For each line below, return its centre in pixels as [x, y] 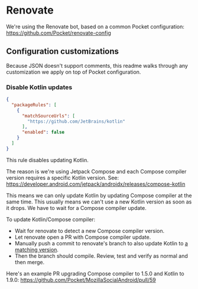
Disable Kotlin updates [39, 87]
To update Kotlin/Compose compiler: [51, 219]
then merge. [30, 262]
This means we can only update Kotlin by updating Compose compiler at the [99, 195]
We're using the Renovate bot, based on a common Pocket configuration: [95, 27]
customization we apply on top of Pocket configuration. [74, 72]
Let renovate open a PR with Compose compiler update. [83, 237]
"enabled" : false [43, 132]
